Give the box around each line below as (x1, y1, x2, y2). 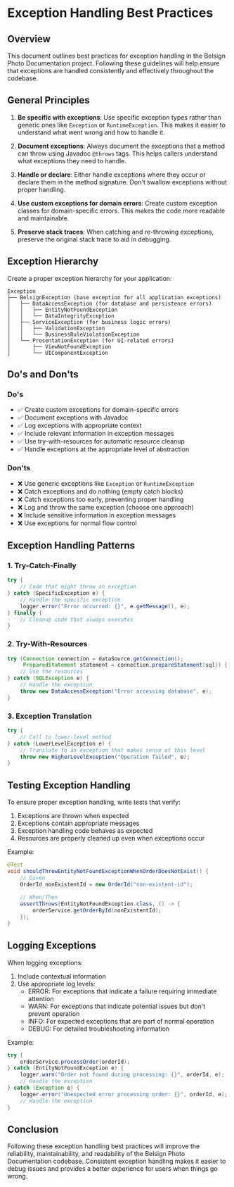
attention (27, 994, 54, 1003)
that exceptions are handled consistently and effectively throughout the (7, 67, 214, 75)
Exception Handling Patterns (7, 540, 136, 551)
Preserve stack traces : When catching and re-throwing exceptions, (17, 227, 214, 236)
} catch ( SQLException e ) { (7, 674, 90, 682)
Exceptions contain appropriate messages (17, 819, 140, 828)
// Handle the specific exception (20, 596, 121, 603)
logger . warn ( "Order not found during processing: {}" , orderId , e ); (20, 1072, 225, 1079)
